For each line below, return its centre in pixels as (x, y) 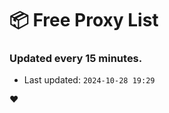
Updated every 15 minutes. (76, 59)
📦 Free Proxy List (84, 20)
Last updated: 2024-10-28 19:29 (89, 80)
